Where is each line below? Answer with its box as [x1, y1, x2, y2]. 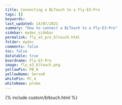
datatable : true [5, 53, 38, 58]
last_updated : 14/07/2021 [5, 21, 58, 26]
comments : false [5, 44, 38, 49]
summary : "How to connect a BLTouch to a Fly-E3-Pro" [5, 26, 118, 31]
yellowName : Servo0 [5, 72, 45, 77]
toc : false [5, 49, 28, 53]
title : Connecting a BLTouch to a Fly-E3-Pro [5, 7, 100, 12]
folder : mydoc [5, 40, 34, 45]
